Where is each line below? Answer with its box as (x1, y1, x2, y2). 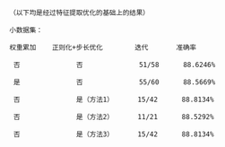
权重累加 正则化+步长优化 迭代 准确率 (9, 43, 197, 52)
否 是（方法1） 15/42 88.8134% (13, 95, 214, 104)
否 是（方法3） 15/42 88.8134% (13, 130, 214, 139)
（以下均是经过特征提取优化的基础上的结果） (9, 8, 150, 17)
